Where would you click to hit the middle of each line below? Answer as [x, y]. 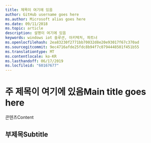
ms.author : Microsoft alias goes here [45, 19]
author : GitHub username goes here [42, 14]
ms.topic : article [24, 28]
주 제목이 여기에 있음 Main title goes [76, 92]
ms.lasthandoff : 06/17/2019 [34, 61]
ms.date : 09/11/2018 [27, 24]
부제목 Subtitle [27, 135]
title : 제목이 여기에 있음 [29, 10]
